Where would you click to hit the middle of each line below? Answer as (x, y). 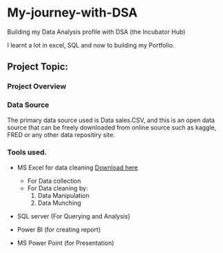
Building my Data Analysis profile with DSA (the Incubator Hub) (96, 32)
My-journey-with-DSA (72, 13)
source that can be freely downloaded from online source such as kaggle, (112, 127)
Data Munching (59, 203)
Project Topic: (38, 67)
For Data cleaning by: (57, 188)
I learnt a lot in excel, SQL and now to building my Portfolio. (91, 45)
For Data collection (54, 181)
